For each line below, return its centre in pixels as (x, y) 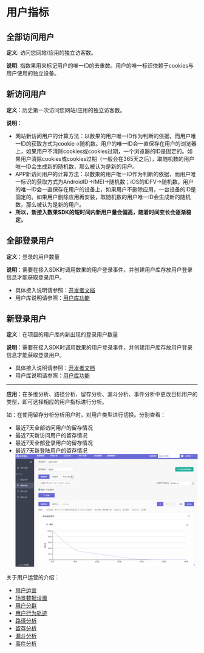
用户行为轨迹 (31, 613)
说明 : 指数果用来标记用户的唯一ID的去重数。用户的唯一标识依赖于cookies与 (100, 65)
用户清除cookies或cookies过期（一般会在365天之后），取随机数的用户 (107, 158)
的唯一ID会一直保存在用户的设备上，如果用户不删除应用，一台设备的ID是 (105, 189)
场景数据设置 (31, 598)
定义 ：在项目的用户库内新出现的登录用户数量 (62, 334)
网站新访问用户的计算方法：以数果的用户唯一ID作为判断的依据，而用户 (103, 136)
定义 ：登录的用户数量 (33, 256)
